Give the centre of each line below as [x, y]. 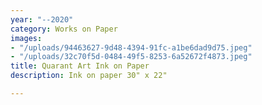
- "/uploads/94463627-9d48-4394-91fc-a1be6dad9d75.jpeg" [131, 47]
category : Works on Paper [64, 29]
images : [26, 38]
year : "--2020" [42, 19]
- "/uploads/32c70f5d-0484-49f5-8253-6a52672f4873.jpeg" [131, 57]
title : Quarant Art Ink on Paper [80, 66]
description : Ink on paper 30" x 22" [89, 76]
